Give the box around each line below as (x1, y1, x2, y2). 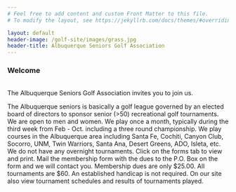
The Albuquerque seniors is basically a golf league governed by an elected (7, 102, 225, 111)
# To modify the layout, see (7, 17, 93, 24)
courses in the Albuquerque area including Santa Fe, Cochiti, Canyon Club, (7, 132, 223, 141)
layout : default (7, 29, 55, 36)
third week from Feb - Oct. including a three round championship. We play (7, 125, 222, 133)
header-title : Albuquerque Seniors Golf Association (7, 43, 165, 50)
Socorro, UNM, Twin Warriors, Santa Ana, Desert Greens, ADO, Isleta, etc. (7, 139, 221, 148)
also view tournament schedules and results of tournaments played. (7, 177, 204, 186)
